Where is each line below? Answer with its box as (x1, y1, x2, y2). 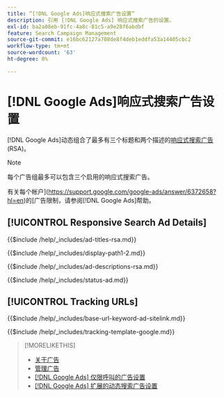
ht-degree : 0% (7, 56, 49, 63)
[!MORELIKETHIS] (24, 341, 76, 350)
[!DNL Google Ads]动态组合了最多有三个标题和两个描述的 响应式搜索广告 (7, 135, 214, 143)
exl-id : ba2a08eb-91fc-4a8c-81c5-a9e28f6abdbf (7, 23, 145, 30)
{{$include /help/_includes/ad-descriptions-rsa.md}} (7, 262, 159, 270)
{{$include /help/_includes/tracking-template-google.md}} (7, 328, 175, 336)
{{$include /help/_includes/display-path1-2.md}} (7, 249, 146, 257)
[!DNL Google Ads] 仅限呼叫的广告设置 (34, 373, 146, 382)
